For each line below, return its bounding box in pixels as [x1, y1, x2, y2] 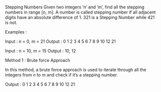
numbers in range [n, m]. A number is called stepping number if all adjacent [5, 9, 156, 15]
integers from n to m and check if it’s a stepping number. [5, 72, 118, 77]
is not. [5, 19, 17, 25]
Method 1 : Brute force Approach [5, 57, 70, 63]
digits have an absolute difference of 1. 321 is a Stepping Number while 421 [5, 15, 155, 20]
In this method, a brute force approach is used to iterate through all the [5, 67, 146, 73]
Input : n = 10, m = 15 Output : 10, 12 [5, 48, 76, 54]
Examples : [5, 29, 27, 35]
